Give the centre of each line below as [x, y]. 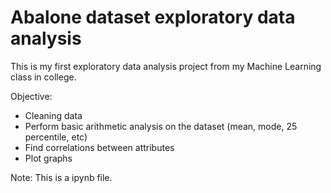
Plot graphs [48, 158]
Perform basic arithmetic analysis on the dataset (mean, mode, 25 [161, 126]
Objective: [31, 96]
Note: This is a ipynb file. [61, 177]
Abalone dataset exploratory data [153, 17]
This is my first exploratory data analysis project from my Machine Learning [166, 66]
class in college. [43, 77]
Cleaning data [53, 115]
